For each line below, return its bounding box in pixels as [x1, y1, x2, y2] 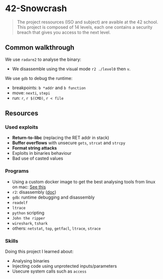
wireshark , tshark [12, 220, 48, 226]
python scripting [12, 210, 45, 216]
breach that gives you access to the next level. [17, 29, 111, 35]
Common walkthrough [5, 43, 75, 52]
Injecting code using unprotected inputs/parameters [12, 263, 117, 269]
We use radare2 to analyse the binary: [5, 56, 81, 62]
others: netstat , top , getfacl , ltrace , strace [12, 225, 101, 231]
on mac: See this [12, 184, 46, 190]
